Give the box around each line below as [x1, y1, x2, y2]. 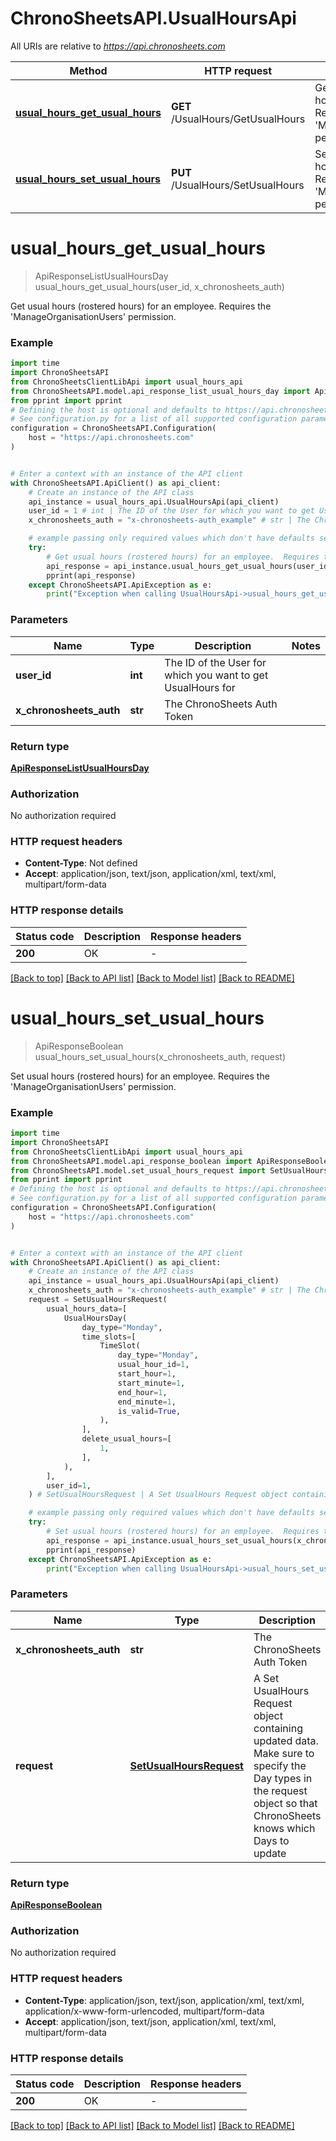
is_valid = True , [117, 1406, 182, 1416]
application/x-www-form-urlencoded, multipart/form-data [24, 2005, 265, 2017]
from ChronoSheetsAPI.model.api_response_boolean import [10, 1156, 253, 1166]
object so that [253, 1796, 318, 1810]
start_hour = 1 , [117, 1369, 177, 1379]
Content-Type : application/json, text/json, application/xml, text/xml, [24, 1994, 305, 2006]
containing [253, 1721, 303, 1735]
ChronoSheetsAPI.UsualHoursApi [10, 7, 297, 30]
